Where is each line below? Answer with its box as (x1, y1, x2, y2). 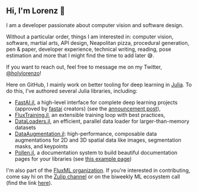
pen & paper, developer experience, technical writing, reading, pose (6, 45, 171, 53)
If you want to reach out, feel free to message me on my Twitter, (6, 63, 163, 70)
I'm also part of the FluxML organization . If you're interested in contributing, (6, 167, 190, 174)
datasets (14, 123, 37, 131)
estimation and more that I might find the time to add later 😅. (6, 51, 155, 59)
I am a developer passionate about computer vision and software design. (6, 21, 184, 28)
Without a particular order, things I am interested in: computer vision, (6, 33, 174, 40)
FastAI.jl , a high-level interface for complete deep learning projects (14, 99, 178, 106)
